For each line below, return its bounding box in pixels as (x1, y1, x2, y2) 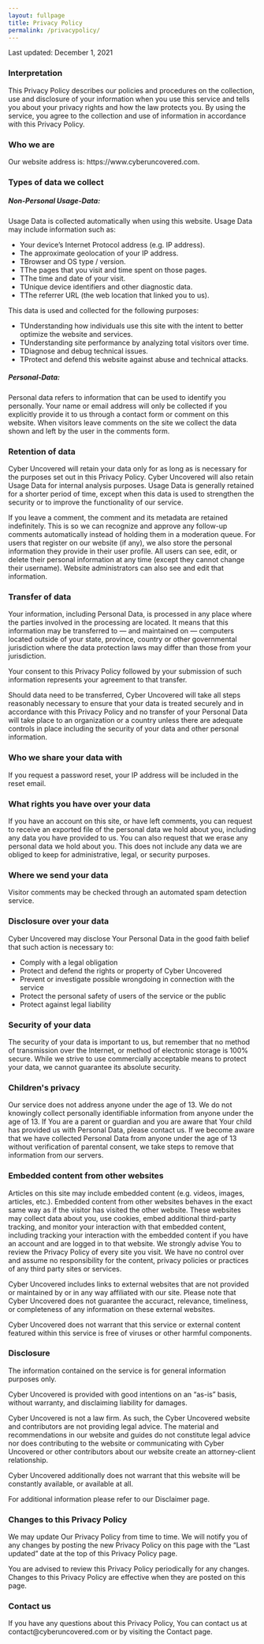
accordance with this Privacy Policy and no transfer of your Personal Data (8, 707, 248, 716)
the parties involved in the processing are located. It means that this (8, 618, 229, 627)
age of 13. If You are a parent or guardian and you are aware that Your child (8, 1117, 252, 1127)
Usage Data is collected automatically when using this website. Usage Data (8, 216, 253, 225)
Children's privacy (8, 1082, 80, 1093)
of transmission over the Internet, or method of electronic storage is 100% (8, 1045, 248, 1055)
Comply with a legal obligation (19, 958, 118, 967)
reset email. (8, 778, 46, 788)
